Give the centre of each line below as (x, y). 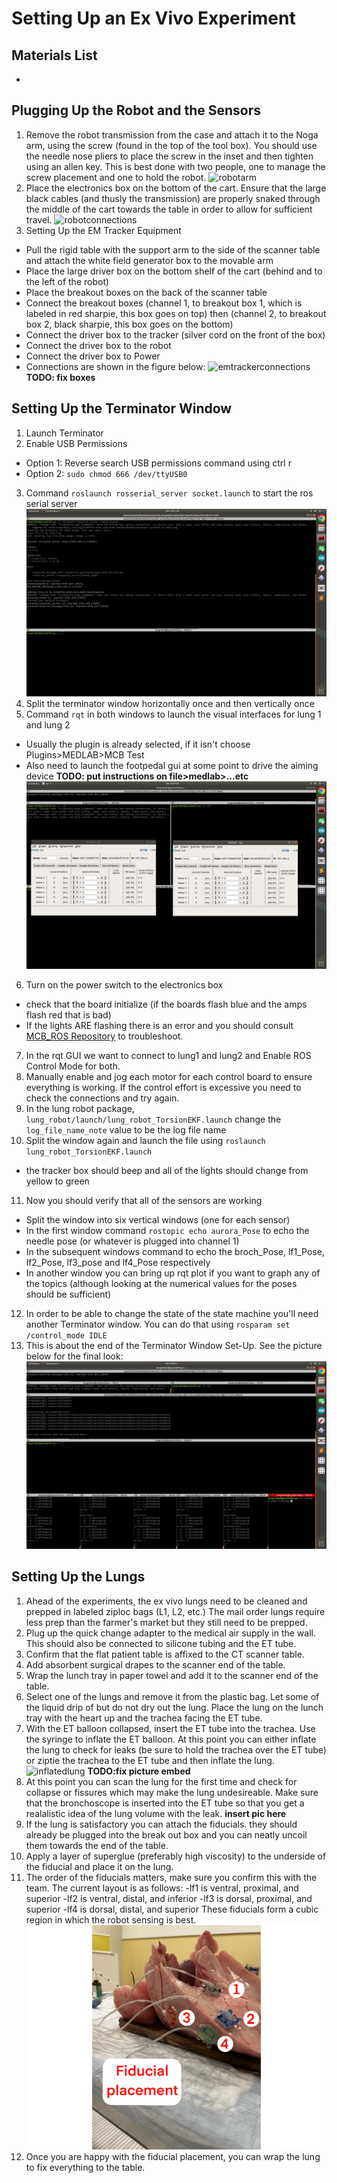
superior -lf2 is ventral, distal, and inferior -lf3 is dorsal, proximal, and (169, 1898)
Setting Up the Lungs (78, 1577)
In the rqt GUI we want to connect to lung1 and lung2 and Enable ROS (168, 1055)
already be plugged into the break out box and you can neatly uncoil (166, 1834)
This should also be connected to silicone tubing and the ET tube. (161, 1643)
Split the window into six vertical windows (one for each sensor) (158, 1219)
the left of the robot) (67, 281)
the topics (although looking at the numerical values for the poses (161, 1283)
